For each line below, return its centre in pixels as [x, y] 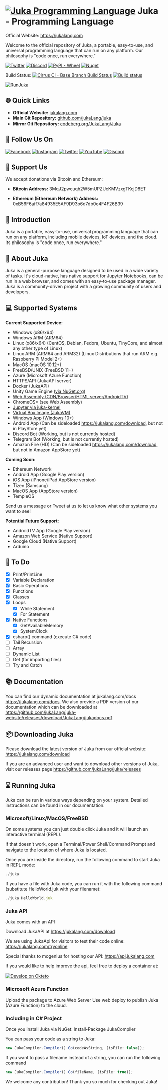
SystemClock [34, 631]
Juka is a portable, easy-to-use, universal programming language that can [82, 232]
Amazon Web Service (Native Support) [52, 536]
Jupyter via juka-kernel [36, 407]
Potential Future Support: [32, 521]
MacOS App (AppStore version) [45, 491]
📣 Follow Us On [29, 139]
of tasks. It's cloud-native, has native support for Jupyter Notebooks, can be [84, 276]
